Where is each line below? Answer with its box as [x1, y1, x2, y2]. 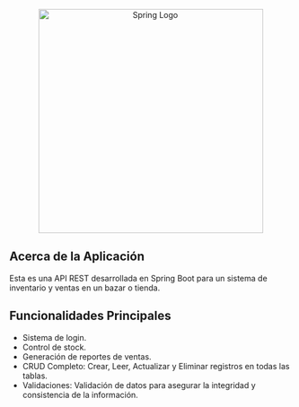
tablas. [22, 370, 48, 381]
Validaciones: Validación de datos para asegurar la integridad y [22, 379, 256, 390]
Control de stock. [22, 342, 87, 352]
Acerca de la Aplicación [9, 249, 145, 264]
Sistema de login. [22, 332, 87, 342]
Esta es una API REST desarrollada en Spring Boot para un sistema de [9, 273, 268, 283]
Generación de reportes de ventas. [22, 351, 152, 362]
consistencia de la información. [22, 389, 139, 400]
